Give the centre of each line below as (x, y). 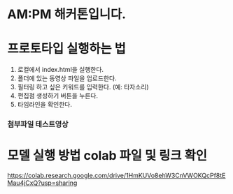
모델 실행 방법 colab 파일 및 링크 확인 (107, 156)
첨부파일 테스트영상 (38, 124)
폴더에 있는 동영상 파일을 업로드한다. (67, 78)
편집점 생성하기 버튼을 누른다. (58, 96)
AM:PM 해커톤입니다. (67, 14)
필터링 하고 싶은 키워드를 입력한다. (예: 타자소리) (83, 87)
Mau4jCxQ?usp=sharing (42, 183)
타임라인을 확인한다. (44, 105)
